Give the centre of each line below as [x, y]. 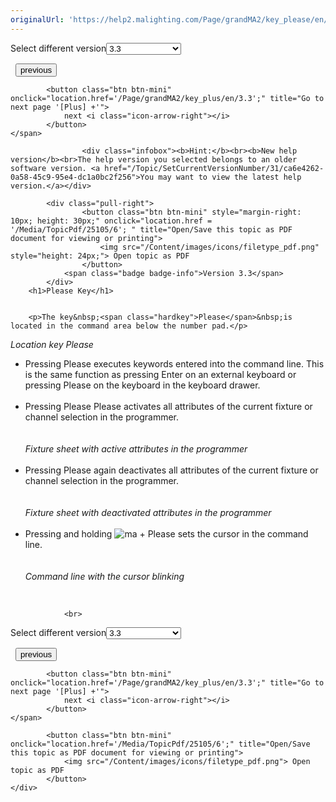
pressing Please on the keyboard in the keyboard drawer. [142, 385]
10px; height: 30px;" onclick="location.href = [111, 221]
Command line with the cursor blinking [104, 576]
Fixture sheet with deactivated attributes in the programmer [148, 512]
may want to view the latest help [230, 177]
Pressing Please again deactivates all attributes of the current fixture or [171, 470]
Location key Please [52, 344]
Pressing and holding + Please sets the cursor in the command [166, 533]
